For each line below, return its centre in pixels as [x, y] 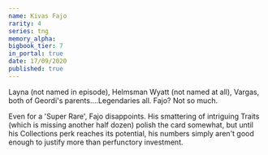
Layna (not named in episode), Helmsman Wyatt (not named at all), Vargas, [134, 92]
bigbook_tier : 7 [36, 46]
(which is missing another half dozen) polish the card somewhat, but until [131, 125]
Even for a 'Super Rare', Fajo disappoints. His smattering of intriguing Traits [134, 116]
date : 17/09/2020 [38, 62]
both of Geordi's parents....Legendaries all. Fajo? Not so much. [113, 100]
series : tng [28, 31]
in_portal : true [36, 54]
